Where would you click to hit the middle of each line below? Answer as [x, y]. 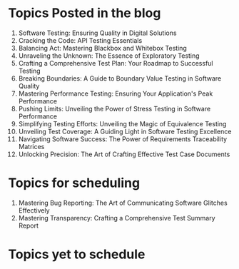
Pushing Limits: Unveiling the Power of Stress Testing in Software [115, 108]
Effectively [34, 210]
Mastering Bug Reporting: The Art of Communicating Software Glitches [123, 203]
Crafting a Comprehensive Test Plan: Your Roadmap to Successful [116, 63]
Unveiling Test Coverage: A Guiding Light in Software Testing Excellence [125, 131]
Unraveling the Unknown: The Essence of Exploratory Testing [109, 56]
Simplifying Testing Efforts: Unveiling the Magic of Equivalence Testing [122, 123]
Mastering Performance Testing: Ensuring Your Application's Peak [116, 93]
